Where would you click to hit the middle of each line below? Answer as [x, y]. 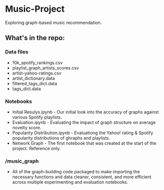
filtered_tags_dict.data [35, 83]
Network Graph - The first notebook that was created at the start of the [84, 143]
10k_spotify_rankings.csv [37, 63]
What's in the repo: [35, 38]
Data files [17, 52]
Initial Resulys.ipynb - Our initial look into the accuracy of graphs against [85, 112]
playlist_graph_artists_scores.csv [46, 68]
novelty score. [27, 127]
